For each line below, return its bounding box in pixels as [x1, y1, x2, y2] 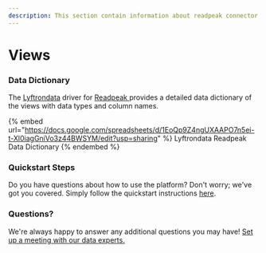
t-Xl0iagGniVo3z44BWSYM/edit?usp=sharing [8, 133, 158, 144]
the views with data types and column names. [8, 101, 159, 111]
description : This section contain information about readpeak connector [8, 11, 259, 20]
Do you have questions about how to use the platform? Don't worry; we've [8, 180, 252, 190]
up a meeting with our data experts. [8, 235, 125, 244]
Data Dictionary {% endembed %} [8, 142, 120, 152]
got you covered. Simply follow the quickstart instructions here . [8, 188, 217, 198]
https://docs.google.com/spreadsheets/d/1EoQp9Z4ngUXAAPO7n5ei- [24, 125, 255, 135]
